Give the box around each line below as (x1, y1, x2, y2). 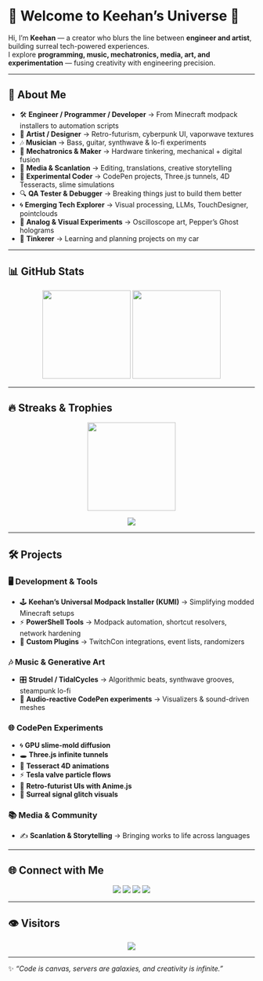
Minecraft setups (19, 609, 74, 618)
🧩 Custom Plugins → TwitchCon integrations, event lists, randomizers (19, 637, 245, 646)
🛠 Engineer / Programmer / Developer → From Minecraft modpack (19, 109, 238, 119)
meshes (19, 703, 45, 712)
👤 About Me (8, 88, 67, 101)
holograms (19, 225, 55, 235)
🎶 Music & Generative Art (8, 656, 106, 667)
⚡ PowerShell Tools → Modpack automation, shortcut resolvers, (19, 617, 227, 627)
